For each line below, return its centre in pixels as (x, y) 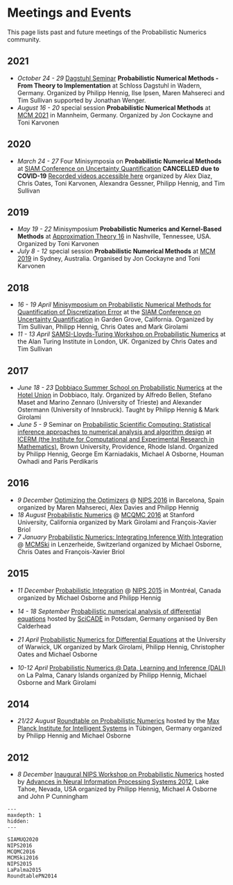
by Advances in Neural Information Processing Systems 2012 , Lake (113, 782)
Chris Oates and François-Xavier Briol (71, 551)
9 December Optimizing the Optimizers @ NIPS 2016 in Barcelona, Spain (120, 500)
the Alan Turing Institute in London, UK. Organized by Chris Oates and (117, 341)
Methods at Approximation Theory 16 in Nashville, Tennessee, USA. (114, 236)
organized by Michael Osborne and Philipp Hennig (89, 598)
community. (24, 39)
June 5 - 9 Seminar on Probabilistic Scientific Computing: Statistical (114, 424)
